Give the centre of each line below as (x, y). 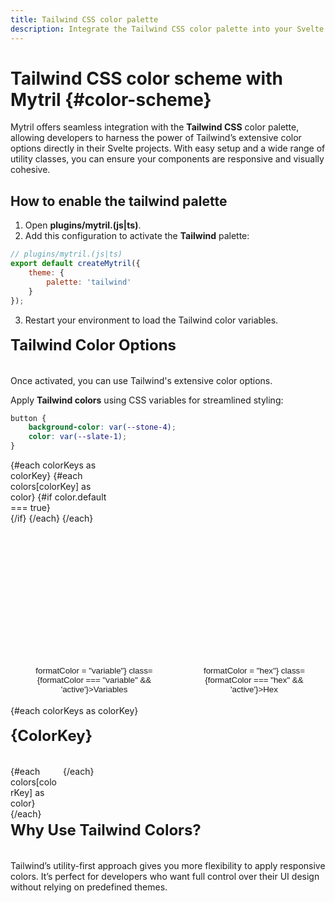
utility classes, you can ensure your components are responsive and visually (167, 159)
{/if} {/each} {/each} (52, 518)
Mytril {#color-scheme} (111, 99)
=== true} (30, 507)
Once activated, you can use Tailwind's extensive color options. (141, 380)
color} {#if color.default (58, 497)
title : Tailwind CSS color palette (84, 19)
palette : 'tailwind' (89, 282)
